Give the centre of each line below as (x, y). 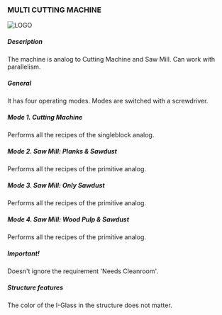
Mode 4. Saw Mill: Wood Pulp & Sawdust (68, 219)
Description (25, 41)
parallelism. (24, 67)
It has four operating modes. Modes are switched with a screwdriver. (108, 101)
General (20, 83)
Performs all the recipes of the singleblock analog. (81, 135)
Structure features (35, 287)
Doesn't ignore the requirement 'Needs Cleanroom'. (83, 271)
